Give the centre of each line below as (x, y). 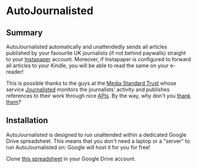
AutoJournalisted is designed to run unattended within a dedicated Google (96, 134)
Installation (27, 121)
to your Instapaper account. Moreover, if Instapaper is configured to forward (98, 59)
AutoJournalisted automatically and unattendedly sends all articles (87, 47)
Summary (24, 33)
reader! (15, 72)
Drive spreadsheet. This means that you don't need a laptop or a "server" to (98, 141)
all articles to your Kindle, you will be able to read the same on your (87, 65)
